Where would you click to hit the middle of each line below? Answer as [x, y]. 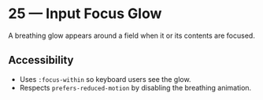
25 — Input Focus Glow [85, 14]
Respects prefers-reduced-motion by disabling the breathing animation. [135, 87]
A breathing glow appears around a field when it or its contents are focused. [132, 35]
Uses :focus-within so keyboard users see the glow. [105, 79]
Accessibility [41, 60]
